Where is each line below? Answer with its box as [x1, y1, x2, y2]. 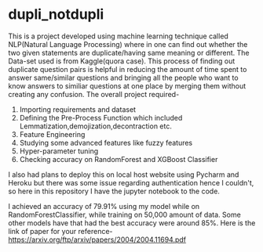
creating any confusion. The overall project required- [8, 89, 180, 99]
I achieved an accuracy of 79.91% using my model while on [8, 201, 200, 211]
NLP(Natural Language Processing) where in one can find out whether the [8, 39, 248, 49]
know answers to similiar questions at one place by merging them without [8, 81, 246, 91]
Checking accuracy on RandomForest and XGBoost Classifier [19, 154, 218, 164]
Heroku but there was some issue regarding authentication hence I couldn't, [8, 178, 254, 187]
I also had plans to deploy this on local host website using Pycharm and [8, 170, 239, 179]
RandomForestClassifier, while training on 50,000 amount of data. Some [8, 210, 241, 219]
